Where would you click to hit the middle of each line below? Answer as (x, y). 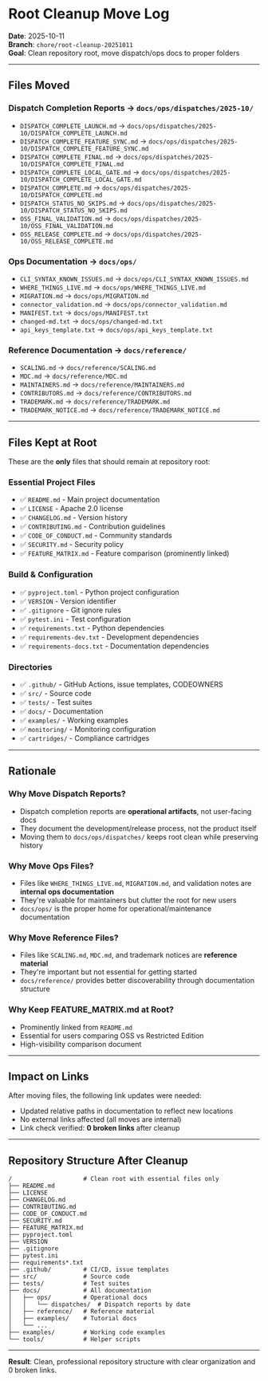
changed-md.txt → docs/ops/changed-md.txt (91, 321)
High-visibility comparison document (81, 1044)
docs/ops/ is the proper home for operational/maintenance (116, 908)
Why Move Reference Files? (63, 938)
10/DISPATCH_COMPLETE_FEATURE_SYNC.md (84, 148)
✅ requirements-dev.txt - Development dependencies (109, 637)
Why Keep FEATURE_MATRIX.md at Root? (91, 1009)
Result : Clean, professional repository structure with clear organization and (132, 1362)
